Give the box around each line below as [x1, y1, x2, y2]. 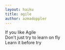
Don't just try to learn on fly [5, 34, 61, 40]
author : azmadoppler [5, 16, 47, 21]
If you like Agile [5, 30, 36, 35]
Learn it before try [5, 40, 42, 46]
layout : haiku [5, 7, 34, 12]
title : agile [5, 12, 32, 17]
